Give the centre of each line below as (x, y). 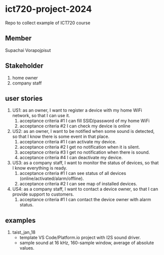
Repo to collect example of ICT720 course (48, 23)
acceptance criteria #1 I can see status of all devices (73, 173)
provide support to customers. (43, 194)
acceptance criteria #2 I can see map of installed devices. (78, 184)
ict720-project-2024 (49, 9)
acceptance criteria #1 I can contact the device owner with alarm (85, 200)
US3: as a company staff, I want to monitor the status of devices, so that (85, 163)
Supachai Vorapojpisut (28, 50)
